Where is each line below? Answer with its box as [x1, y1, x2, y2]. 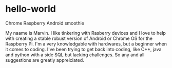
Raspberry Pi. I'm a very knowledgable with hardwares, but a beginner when [5, 40, 167, 47]
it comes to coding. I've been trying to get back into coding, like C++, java [5, 46, 162, 52]
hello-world [5, 3, 56, 15]
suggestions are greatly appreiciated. [5, 57, 85, 63]
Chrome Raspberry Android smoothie [5, 20, 85, 26]
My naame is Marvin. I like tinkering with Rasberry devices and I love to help [5, 30, 166, 36]
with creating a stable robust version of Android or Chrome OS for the [5, 35, 153, 41]
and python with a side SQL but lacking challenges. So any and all [5, 52, 145, 58]
